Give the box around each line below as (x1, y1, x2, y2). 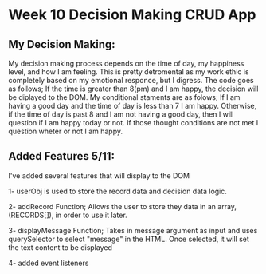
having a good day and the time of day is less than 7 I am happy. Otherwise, (8, 101, 257, 110)
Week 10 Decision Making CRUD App (8, 6, 256, 24)
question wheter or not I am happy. (8, 126, 123, 136)
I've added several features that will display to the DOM (8, 170, 190, 181)
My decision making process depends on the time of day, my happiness (8, 58, 244, 68)
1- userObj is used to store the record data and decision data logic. (8, 186, 227, 196)
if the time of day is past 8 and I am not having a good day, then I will (8, 109, 234, 119)
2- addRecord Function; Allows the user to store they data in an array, (8, 201, 237, 211)
